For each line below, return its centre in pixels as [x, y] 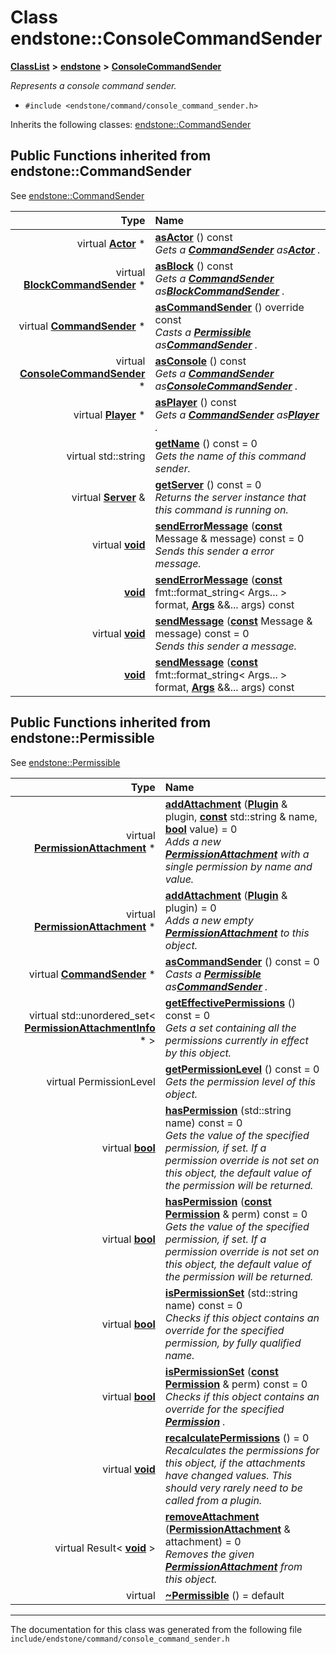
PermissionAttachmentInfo [90, 1028]
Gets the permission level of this [240, 1081]
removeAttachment [212, 1516]
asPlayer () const [195, 402]
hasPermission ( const [218, 1201]
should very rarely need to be [233, 1488]
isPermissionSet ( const [221, 1371]
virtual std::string [106, 456]
